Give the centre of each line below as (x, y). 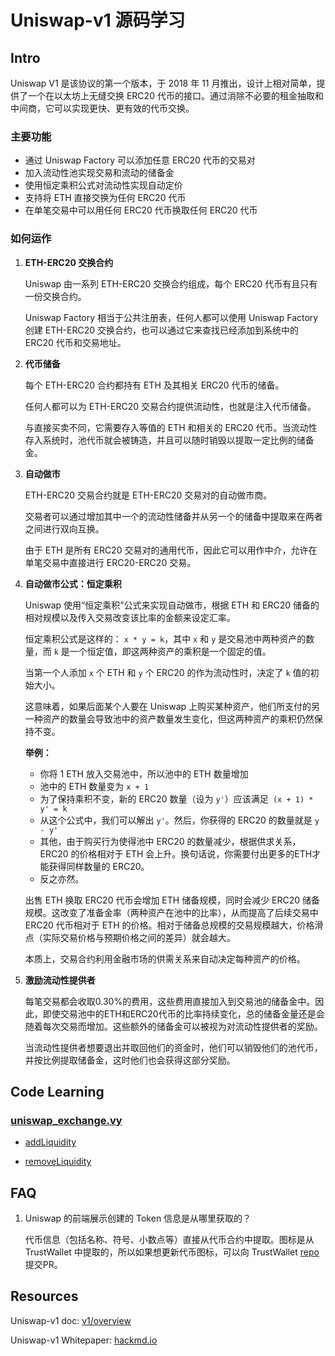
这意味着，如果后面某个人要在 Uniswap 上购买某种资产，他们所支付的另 (172, 706)
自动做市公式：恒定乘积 (73, 583)
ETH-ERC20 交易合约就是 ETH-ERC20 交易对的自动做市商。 (148, 495)
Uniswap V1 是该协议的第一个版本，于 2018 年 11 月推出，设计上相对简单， (163, 83)
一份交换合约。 (55, 296)
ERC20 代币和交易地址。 (75, 342)
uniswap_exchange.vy (66, 1120)
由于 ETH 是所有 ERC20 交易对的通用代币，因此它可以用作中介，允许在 (171, 550)
